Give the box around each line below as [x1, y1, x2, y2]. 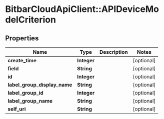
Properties [5, 34, 39, 42]
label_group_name [7, 98, 53, 104]
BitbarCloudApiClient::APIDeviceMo [5, 3, 159, 15]
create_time [7, 57, 36, 64]
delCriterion [5, 14, 56, 25]
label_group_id [7, 90, 43, 96]
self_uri [7, 106, 26, 113]
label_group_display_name [7, 81, 72, 88]
